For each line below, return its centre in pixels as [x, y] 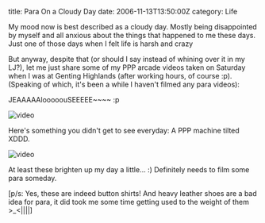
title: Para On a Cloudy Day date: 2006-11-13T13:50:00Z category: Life [123, 12]
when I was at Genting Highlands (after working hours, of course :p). [120, 76]
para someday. [33, 178]
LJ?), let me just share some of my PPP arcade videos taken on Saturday [127, 67]
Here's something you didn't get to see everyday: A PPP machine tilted [124, 131]
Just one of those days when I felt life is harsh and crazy [101, 44]
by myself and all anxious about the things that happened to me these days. [132, 35]
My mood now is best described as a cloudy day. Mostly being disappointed [133, 27]
